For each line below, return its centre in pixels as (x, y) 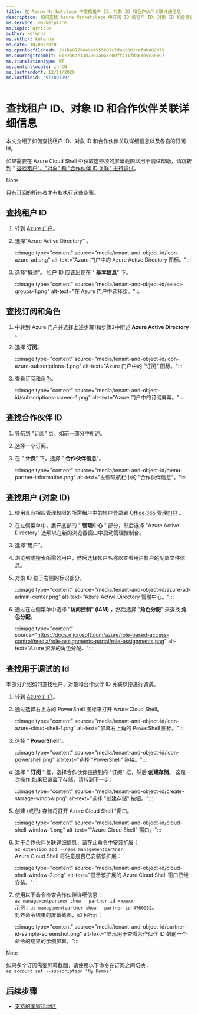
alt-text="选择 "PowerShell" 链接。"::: (101, 760)
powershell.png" (34, 760)
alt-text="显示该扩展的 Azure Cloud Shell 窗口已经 (128, 875)
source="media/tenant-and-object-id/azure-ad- (133, 590)
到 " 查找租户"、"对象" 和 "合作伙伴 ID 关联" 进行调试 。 (73, 169)
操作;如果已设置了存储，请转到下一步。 (67, 779)
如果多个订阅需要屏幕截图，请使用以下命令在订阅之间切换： (78, 965)
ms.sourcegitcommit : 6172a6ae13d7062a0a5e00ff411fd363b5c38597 (85, 56)
